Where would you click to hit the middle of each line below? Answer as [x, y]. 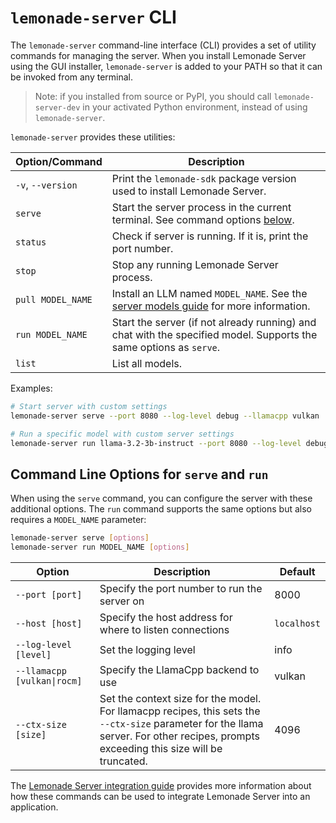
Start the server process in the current [201, 207]
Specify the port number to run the [181, 588]
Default [297, 571]
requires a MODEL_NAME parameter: [78, 520]
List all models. [147, 363]
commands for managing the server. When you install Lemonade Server [158, 55]
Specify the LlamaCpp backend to [179, 669]
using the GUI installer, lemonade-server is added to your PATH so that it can [166, 66]
